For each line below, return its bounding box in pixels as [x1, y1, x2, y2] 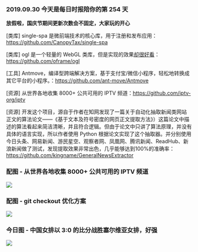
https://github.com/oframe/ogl [6, 58, 80, 65]
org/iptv [6, 96, 25, 104]
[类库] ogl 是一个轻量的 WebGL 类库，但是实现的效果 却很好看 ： [6, 51, 160, 58]
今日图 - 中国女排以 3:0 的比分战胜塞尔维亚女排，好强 [6, 226, 158, 234]
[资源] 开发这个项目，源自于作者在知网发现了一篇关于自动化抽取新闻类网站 [6, 108, 187, 115]
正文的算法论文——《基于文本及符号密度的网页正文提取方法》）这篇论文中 [6, 116, 184, 123]
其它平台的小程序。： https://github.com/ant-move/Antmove [6, 77, 149, 84]
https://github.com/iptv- [132, 89, 192, 97]
